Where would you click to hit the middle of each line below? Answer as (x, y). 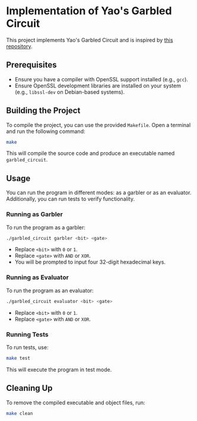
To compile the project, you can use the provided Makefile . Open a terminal (99, 125)
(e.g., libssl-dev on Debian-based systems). (70, 92)
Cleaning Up (29, 388)
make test (18, 358)
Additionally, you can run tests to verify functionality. (71, 199)
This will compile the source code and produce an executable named (90, 153)
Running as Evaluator (38, 277)
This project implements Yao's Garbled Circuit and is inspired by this (90, 40)
